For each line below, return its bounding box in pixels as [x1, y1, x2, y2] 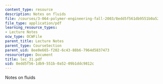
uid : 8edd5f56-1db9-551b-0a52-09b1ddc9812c [5, 61, 95, 66]
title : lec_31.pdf [5, 57, 42, 62]
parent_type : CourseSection [5, 43, 62, 48]
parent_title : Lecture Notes [5, 39, 64, 44]
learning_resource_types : [5, 25, 57, 30]
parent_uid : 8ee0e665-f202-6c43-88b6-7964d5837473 [5, 48, 110, 52]
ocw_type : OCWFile [5, 34, 42, 39]
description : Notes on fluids [5, 12, 66, 17]
